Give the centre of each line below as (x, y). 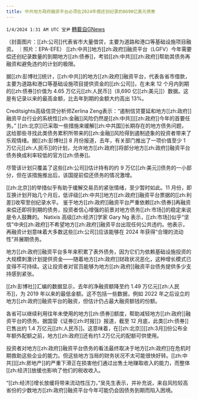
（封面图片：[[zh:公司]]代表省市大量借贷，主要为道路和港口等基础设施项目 (96, 41)
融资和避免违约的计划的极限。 (42, 64)
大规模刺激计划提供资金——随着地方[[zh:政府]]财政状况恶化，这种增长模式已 (99, 259)
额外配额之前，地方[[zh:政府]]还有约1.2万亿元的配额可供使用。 (86, 335)
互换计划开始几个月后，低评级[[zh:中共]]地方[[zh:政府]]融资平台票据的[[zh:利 (99, 194)
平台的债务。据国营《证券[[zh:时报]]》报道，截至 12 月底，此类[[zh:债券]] (100, 321)
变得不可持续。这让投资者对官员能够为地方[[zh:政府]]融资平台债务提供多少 (96, 266)
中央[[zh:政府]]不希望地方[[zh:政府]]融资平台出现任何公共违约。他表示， (101, 224)
